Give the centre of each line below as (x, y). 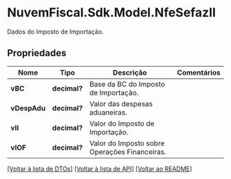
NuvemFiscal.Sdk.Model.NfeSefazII (112, 13)
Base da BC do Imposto (127, 84)
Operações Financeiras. (128, 152)
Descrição (130, 72)
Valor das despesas (121, 104)
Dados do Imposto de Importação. (56, 32)
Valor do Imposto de (122, 123)
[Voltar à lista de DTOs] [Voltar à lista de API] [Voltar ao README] (100, 169)
